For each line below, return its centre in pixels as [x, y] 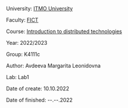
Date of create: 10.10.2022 [38, 89]
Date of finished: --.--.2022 [39, 100]
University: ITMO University [40, 9]
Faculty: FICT [22, 20]
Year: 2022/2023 [27, 43]
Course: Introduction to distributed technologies [64, 31]
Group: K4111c [23, 54]
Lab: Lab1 [18, 77]
